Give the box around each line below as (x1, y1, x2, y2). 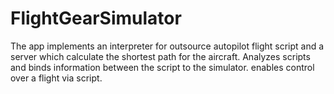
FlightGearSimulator (10, 7, 182, 30)
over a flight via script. (10, 72, 103, 84)
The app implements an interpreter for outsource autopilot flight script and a (10, 40, 325, 52)
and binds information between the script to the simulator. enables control (10, 61, 315, 73)
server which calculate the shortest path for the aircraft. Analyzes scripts (10, 50, 311, 62)
